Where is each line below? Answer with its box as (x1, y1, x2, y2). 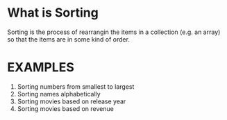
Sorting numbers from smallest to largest (17, 82, 135, 91)
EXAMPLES (7, 60, 74, 76)
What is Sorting (7, 5, 99, 21)
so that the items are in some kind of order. (7, 35, 131, 43)
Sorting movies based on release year (17, 97, 126, 105)
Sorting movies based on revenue (17, 104, 115, 112)
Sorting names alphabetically (17, 89, 101, 98)
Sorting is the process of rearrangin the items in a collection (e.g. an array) (7, 28, 221, 36)
